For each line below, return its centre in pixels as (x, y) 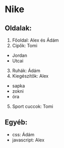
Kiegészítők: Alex (30, 76)
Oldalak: (18, 28)
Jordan (20, 55)
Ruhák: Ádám (26, 70)
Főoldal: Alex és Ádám (35, 40)
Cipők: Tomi (25, 46)
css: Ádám (23, 134)
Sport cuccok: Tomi (33, 106)
